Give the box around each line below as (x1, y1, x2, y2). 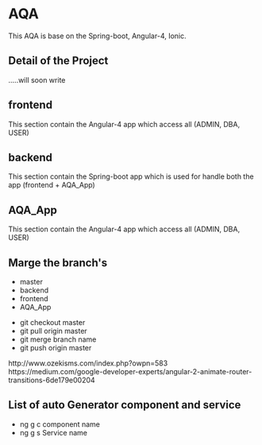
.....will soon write (8, 75, 66, 84)
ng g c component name (19, 419, 101, 429)
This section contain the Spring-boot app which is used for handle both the (8, 172, 254, 181)
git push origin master (19, 343, 92, 352)
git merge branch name (19, 335, 97, 344)
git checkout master (19, 318, 86, 327)
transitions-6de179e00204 (8, 375, 95, 385)
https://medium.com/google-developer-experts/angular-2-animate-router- (8, 367, 252, 376)
